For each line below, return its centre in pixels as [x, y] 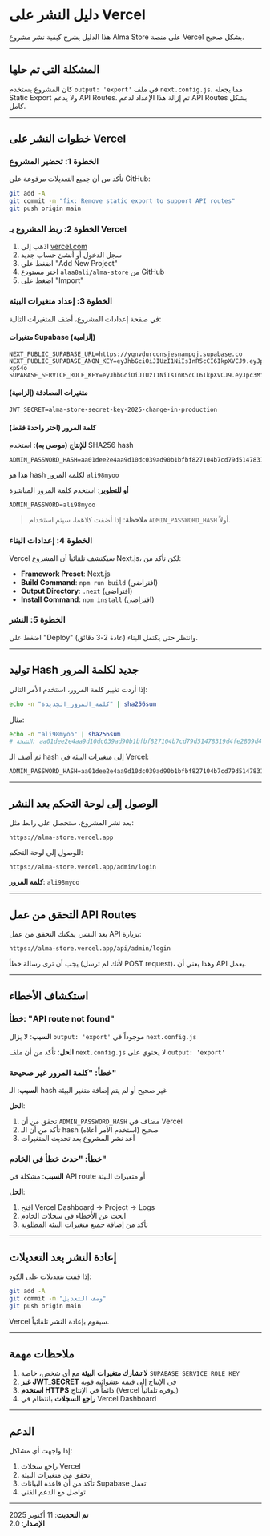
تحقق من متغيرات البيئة [55, 1475]
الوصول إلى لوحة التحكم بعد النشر [84, 803]
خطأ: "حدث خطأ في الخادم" [58, 1159]
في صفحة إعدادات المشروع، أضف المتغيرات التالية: [85, 319]
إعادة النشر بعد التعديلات [63, 1257]
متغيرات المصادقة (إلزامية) [48, 393]
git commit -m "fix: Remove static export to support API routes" [122, 201]
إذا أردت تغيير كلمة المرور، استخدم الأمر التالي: [79, 689]
